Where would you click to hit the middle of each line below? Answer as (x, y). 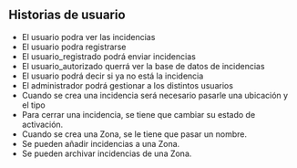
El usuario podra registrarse (74, 47)
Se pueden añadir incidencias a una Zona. (101, 143)
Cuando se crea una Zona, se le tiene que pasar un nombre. (134, 134)
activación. (42, 124)
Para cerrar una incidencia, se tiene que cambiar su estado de (138, 114)
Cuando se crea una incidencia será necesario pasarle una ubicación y (155, 95)
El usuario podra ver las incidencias (88, 37)
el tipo (34, 105)
